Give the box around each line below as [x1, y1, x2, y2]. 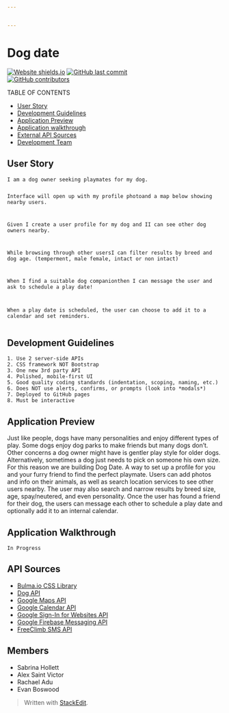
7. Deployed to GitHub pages [7, 391, 90, 398]
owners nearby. [7, 227, 51, 234]
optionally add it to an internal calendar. [7, 507, 118, 515]
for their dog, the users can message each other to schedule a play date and [7, 499, 223, 508]
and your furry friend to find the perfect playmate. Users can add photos [7, 471, 212, 479]
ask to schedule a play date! [7, 284, 94, 290]
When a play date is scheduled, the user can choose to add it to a [7, 306, 206, 314]
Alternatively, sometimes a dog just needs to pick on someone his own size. [7, 456, 221, 464]
